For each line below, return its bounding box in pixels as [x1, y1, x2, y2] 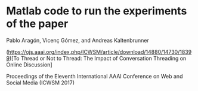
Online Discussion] [6, 61, 52, 68]
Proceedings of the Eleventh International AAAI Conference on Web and [6, 72, 183, 80]
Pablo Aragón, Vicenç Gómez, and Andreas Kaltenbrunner [6, 37, 149, 44]
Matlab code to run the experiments [6, 4, 187, 18]
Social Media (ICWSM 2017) [6, 79, 75, 86]
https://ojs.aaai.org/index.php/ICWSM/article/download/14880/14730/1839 [8, 48, 192, 55]
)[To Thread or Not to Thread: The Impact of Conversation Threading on [9, 54, 187, 62]
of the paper [6, 17, 69, 31]
